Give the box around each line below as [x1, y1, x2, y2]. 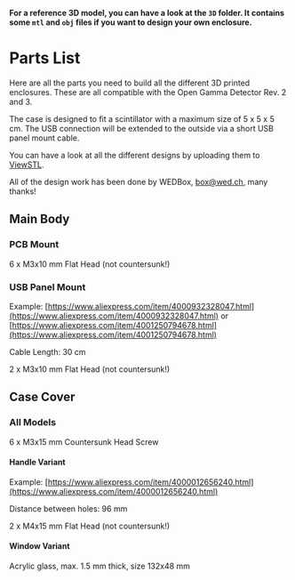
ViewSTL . [9, 159, 44, 170]
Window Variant [9, 541, 70, 552]
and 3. [9, 96, 33, 107]
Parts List [9, 48, 81, 68]
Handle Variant [9, 457, 66, 468]
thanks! [9, 186, 37, 197]
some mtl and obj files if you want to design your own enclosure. [9, 17, 252, 28]
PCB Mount [9, 238, 60, 251]
